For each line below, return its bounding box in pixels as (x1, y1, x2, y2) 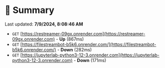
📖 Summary (5, 4, 54, 16)
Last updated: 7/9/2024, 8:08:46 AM (5, 21, 84, 27)
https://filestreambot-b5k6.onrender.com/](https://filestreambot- (22, 41, 156, 47)
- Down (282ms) (57, 46, 92, 52)
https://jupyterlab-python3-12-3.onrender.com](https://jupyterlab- (22, 52, 160, 58)
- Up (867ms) (56, 36, 84, 42)
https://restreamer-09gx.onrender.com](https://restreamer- (22, 30, 146, 36)
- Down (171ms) (73, 57, 106, 63)
